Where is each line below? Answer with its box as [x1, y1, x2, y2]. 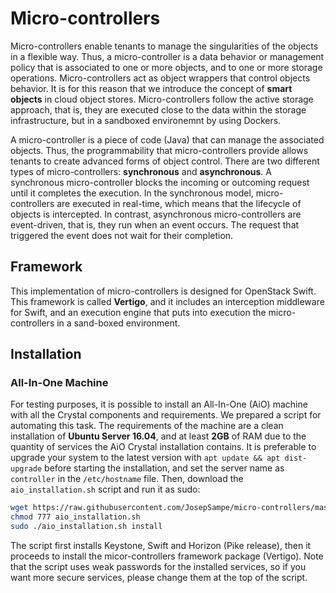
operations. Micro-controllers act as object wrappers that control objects [10, 72, 311, 84]
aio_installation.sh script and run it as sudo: [10, 483, 201, 496]
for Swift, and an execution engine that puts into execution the [10, 306, 267, 318]
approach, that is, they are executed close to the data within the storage [10, 103, 307, 116]
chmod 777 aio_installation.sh [10, 512, 141, 522]
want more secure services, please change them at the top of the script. [10, 572, 308, 584]
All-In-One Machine [10, 376, 109, 390]
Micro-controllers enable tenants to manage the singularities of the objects [10, 40, 319, 52]
